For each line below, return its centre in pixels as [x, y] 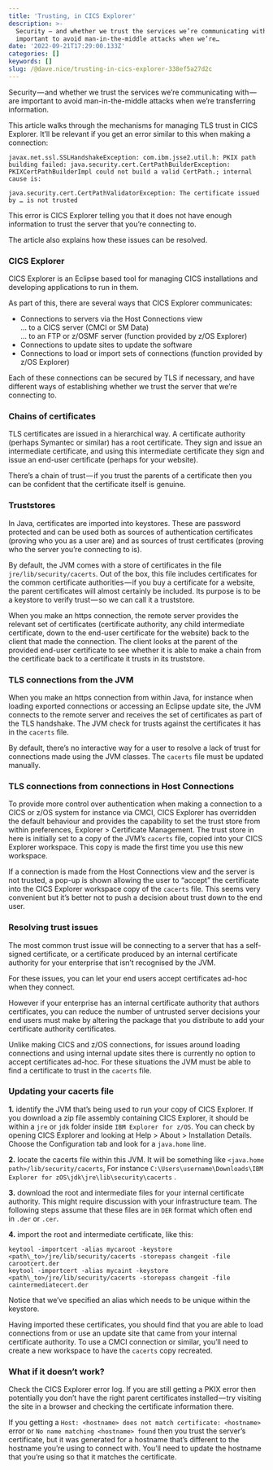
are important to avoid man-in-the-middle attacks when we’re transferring [132, 101]
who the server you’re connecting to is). [75, 549]
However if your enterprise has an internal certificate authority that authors [134, 1003]
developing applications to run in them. [74, 287]
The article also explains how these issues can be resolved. [108, 239]
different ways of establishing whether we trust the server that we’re [123, 387]
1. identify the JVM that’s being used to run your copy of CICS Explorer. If [131, 1109]
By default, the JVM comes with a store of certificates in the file [115, 565]
